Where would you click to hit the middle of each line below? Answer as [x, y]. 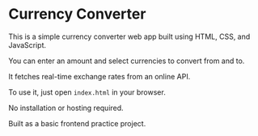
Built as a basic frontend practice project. [77, 123]
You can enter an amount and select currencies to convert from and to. [127, 61]
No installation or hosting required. [66, 108]
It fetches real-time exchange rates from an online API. [99, 76]
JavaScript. [27, 45]
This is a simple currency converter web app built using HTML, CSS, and [129, 36]
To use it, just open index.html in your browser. [87, 92]
